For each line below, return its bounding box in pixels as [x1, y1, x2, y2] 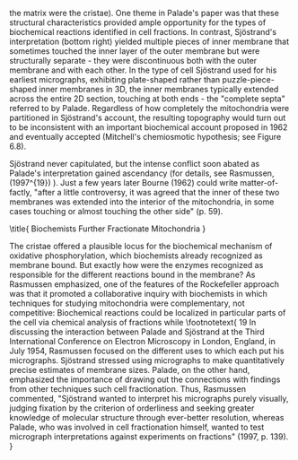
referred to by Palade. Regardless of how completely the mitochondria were [9, 103, 290, 113]
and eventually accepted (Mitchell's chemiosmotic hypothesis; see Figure [9, 132, 282, 142]
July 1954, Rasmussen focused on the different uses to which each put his [9, 345, 285, 356]
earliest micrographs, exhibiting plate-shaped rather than [9, 74, 221, 84]
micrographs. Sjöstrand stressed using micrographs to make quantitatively [9, 355, 285, 366]
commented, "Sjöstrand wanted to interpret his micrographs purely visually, [9, 394, 289, 404]
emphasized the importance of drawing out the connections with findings [9, 374, 281, 385]
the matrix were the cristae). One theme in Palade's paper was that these [9, 8, 280, 18]
